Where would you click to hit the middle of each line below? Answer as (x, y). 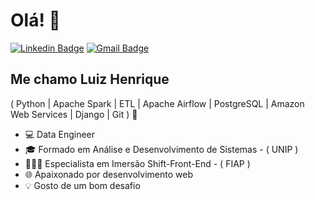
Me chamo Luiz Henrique (90, 79)
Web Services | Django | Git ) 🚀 (74, 114)
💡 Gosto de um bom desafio (82, 185)
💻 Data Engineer (60, 134)
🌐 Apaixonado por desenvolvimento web (108, 174)
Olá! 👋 (35, 20)
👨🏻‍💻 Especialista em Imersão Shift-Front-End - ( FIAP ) (137, 163)
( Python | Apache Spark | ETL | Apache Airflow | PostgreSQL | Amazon (157, 103)
